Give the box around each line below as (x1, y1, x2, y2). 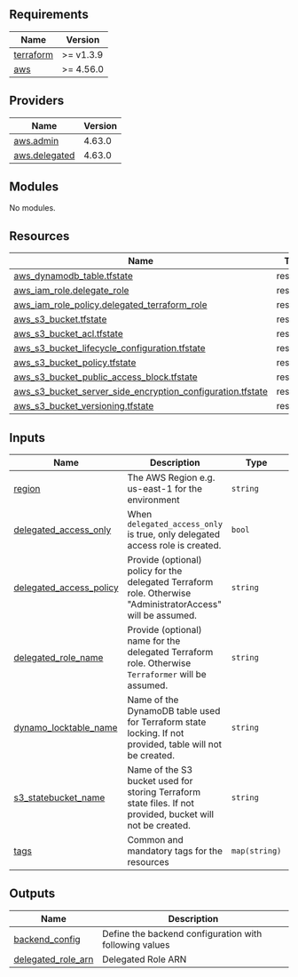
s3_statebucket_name (13, 791, 106, 804)
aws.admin (13, 134, 59, 147)
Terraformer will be (127, 669, 207, 681)
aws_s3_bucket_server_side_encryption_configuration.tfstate (13, 386, 268, 398)
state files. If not (127, 797, 195, 810)
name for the (127, 635, 181, 647)
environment (127, 493, 180, 506)
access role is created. (127, 540, 222, 552)
